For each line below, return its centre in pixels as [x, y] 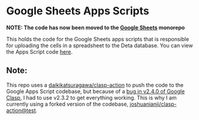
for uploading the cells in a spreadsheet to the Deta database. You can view [99, 45]
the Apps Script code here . [40, 51]
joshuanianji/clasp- [153, 104]
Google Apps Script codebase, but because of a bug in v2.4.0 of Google [96, 91]
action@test [21, 110]
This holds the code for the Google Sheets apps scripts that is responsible [98, 39]
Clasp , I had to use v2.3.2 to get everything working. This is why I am [91, 97]
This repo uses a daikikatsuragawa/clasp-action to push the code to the [95, 85]
